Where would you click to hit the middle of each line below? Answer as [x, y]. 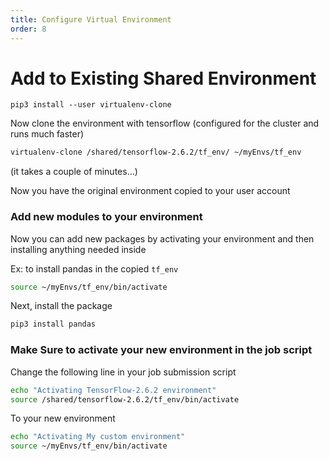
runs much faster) [47, 134]
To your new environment [63, 418]
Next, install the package [61, 306]
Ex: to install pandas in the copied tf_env [94, 268]
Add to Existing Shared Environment [163, 78]
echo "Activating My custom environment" [98, 437]
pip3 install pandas [53, 324]
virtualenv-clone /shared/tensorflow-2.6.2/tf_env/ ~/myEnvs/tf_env [156, 152]
